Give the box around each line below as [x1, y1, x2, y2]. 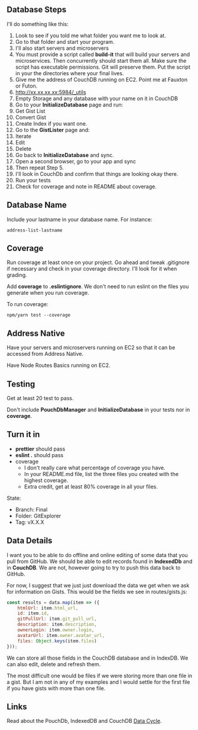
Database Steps [7, 5, 67, 15]
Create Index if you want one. [15, 120, 87, 127]
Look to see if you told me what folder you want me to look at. [15, 32, 166, 39]
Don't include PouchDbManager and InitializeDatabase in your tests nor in [7, 406, 190, 413]
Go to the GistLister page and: [15, 126, 90, 133]
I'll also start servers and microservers [15, 44, 109, 52]
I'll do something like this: [7, 20, 69, 27]
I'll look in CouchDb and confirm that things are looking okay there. [15, 170, 178, 177]
